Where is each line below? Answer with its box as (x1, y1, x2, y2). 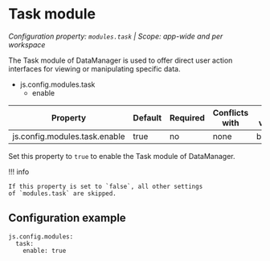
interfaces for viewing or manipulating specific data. (8, 63, 181, 73)
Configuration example (8, 211, 126, 225)
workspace (8, 39, 46, 49)
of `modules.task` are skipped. (8, 190, 117, 198)
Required (169, 112, 205, 123)
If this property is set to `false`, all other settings (8, 182, 203, 190)
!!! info (8, 166, 30, 177)
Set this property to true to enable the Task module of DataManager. (8, 151, 235, 161)
